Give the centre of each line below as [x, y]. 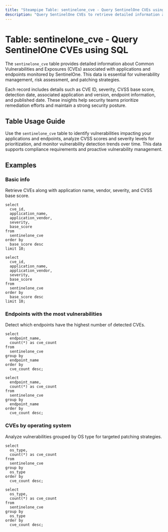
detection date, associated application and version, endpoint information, [80, 95]
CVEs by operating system [38, 426]
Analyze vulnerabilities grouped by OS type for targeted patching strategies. [84, 436]
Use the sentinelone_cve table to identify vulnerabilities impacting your [78, 133]
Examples [21, 165]
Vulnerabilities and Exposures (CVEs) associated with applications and [78, 69]
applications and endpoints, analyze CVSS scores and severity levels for [80, 139]
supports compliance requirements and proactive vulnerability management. [84, 149]
